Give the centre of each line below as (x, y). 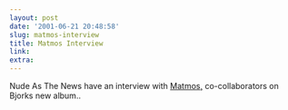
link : (20, 52)
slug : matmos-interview (55, 35)
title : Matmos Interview (56, 43)
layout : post (34, 18)
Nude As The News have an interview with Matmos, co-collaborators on (144, 86)
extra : (22, 60)
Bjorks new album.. (45, 95)
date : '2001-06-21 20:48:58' (65, 26)
